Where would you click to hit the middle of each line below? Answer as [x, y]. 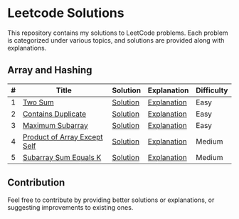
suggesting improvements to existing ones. [70, 207]
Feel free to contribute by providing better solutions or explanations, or [111, 200]
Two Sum [38, 102]
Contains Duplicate [54, 114]
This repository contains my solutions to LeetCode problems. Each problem [118, 33]
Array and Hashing [50, 70]
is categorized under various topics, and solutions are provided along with [116, 40]
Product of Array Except [63, 137]
